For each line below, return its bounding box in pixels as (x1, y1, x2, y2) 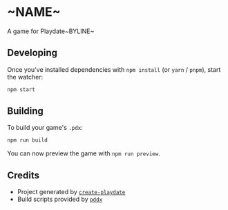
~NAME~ (7, 4, 61, 20)
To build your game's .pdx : (7, 124, 83, 132)
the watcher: (7, 73, 44, 81)
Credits (7, 169, 40, 181)
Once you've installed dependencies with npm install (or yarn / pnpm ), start (7, 65, 221, 73)
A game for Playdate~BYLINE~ (7, 27, 95, 35)
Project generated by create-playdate (17, 188, 126, 196)
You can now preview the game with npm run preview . (7, 149, 160, 157)
